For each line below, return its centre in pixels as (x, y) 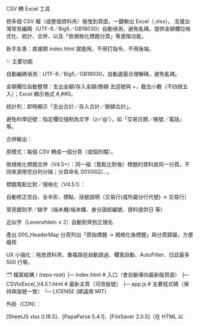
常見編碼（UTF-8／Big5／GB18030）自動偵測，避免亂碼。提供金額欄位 (98, 29)
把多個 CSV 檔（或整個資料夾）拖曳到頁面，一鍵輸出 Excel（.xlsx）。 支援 (96, 21)
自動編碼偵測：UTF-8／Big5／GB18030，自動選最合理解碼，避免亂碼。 (93, 74)
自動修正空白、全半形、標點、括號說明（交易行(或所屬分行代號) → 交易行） (98, 197)
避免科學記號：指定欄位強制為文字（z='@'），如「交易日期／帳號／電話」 (95, 119)
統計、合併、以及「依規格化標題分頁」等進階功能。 (84, 36)
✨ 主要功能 (20, 61)
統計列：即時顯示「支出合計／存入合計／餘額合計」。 (70, 106)
